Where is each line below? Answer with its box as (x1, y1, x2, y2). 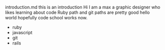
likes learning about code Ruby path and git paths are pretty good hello (5, 9, 150, 15)
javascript (12, 30, 33, 35)
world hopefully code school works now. (5, 15, 88, 20)
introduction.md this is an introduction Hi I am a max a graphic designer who (5, 4, 161, 10)
